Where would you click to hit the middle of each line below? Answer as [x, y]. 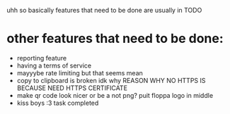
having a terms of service [54, 65]
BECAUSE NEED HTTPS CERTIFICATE [72, 88]
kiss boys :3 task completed [58, 103]
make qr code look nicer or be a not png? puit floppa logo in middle [115, 95]
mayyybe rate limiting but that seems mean [80, 72]
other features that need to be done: [115, 39]
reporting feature [42, 58]
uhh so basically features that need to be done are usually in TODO [104, 10]
